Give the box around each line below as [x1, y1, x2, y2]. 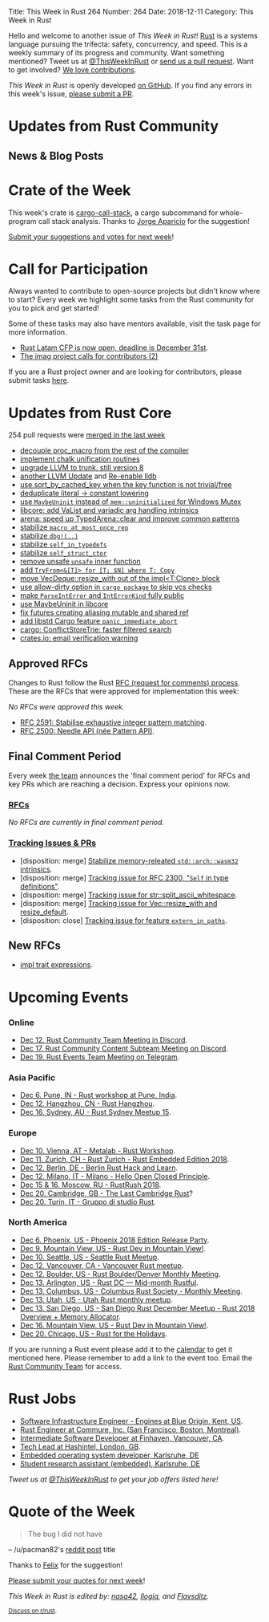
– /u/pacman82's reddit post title [8, 1544, 116, 1554]
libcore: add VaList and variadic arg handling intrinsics [19, 506, 199, 515]
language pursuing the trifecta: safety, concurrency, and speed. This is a [8, 39, 248, 49]
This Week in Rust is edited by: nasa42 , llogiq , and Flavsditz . [8, 1591, 210, 1600]
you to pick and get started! [8, 303, 100, 313]
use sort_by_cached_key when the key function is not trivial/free [19, 480, 232, 490]
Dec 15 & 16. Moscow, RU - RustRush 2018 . [19, 1180, 162, 1189]
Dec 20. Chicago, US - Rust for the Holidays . [19, 1328, 168, 1339]
